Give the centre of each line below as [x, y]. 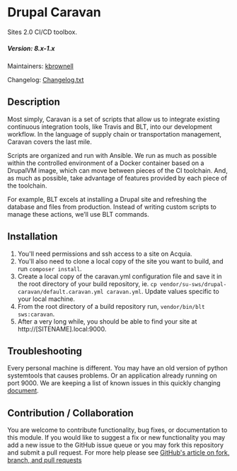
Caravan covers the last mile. [50, 142]
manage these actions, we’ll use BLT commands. [79, 214]
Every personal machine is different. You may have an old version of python [117, 368]
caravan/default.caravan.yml [60, 292]
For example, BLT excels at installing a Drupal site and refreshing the [107, 199]
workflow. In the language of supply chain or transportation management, [114, 134]
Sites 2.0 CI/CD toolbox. [42, 32]
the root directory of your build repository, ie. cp [87, 283]
